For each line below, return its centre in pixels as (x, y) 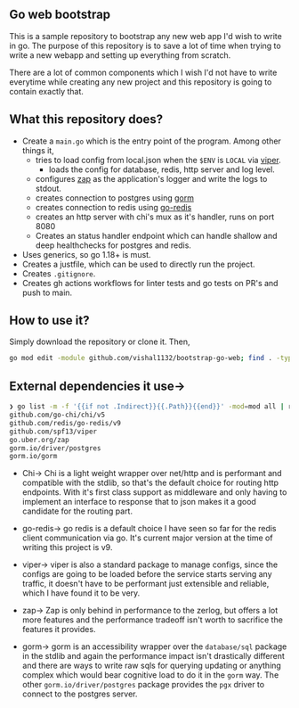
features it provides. (59, 630)
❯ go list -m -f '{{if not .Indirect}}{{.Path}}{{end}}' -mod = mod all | (147, 407)
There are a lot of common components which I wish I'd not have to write (143, 72)
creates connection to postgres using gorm (114, 198)
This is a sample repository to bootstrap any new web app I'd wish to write (145, 36)
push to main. (47, 292)
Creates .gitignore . (59, 273)
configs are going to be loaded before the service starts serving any (147, 574)
